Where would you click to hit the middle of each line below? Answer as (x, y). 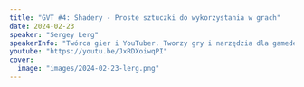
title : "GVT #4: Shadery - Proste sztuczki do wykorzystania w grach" (145, 18)
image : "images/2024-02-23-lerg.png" (89, 69)
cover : (22, 60)
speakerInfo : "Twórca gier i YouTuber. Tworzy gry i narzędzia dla (139, 43)
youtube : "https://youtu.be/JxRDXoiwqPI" (89, 52)
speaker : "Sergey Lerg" (54, 34)
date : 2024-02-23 (42, 26)
